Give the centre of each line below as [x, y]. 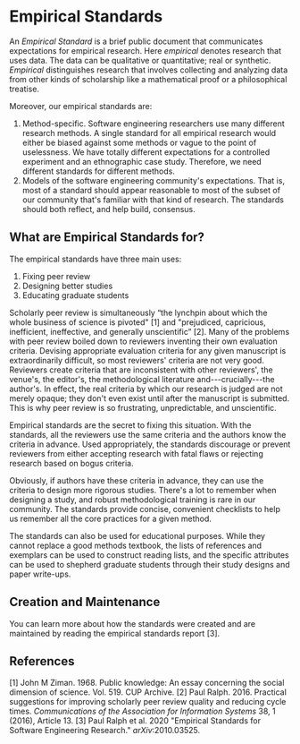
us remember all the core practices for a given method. [111, 518]
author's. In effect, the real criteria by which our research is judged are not [146, 389]
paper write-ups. [40, 574]
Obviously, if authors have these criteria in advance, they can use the [137, 480]
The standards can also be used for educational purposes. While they [137, 535]
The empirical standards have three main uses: [96, 259]
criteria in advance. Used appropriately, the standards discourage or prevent [150, 444]
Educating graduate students [75, 295]
